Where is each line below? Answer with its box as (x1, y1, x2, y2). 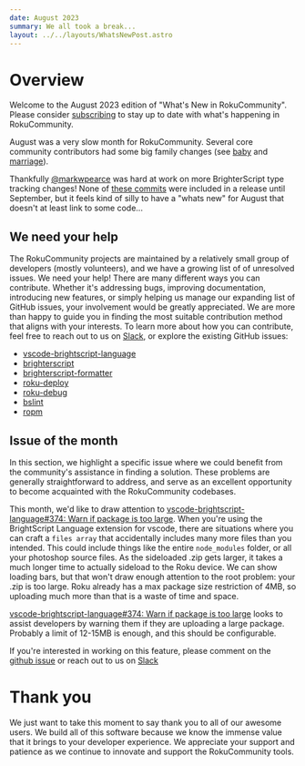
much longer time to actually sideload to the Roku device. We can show (9, 561, 278, 572)
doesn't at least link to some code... (9, 202, 144, 214)
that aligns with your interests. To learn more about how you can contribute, (9, 321, 294, 332)
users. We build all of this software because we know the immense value (9, 726, 282, 738)
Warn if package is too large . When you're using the (67, 513, 263, 524)
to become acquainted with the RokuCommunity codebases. (9, 485, 237, 496)
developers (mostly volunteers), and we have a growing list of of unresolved (9, 263, 295, 274)
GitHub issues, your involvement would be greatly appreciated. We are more (9, 301, 296, 312)
